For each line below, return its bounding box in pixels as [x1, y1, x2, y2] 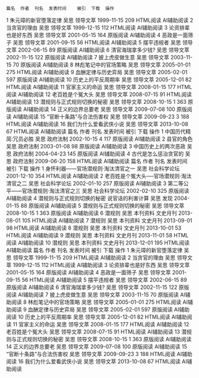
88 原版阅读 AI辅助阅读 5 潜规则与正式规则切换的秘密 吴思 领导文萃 [20, 202, 185, 209]
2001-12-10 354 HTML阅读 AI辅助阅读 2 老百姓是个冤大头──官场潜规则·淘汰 [6, 173, 192, 179]
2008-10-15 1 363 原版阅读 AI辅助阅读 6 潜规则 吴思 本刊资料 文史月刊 [6, 209, 177, 217]
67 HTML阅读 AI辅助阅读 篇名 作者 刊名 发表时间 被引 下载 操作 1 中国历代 [6, 128, 186, 135]
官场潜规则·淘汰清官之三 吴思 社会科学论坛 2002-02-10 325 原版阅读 [21, 188, 189, 194]
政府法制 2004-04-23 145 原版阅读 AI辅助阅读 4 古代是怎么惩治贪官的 [12, 150, 184, 157]
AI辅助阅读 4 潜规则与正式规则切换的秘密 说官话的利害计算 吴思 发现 [6, 195, 173, 202]
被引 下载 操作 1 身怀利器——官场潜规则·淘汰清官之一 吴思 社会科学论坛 [6, 165, 180, 172]
